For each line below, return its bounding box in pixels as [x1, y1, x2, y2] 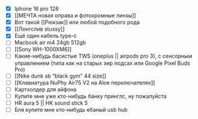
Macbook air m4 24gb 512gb [14, 39, 87, 46]
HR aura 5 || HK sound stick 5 [14, 99, 88, 106]
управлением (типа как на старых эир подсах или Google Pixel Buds [14, 59, 190, 67]
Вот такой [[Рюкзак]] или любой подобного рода [14, 19, 140, 26]
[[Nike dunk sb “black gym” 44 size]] [14, 72, 107, 79]
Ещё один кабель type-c [14, 32, 77, 40]
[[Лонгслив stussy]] [14, 25, 65, 32]
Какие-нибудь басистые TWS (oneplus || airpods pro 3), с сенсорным [14, 52, 193, 59]
